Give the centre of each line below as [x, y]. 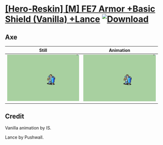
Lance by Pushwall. [24, 137]
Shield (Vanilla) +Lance [53, 19]
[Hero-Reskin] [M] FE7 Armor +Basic [80, 9]
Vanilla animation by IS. [28, 128]
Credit [15, 116]
